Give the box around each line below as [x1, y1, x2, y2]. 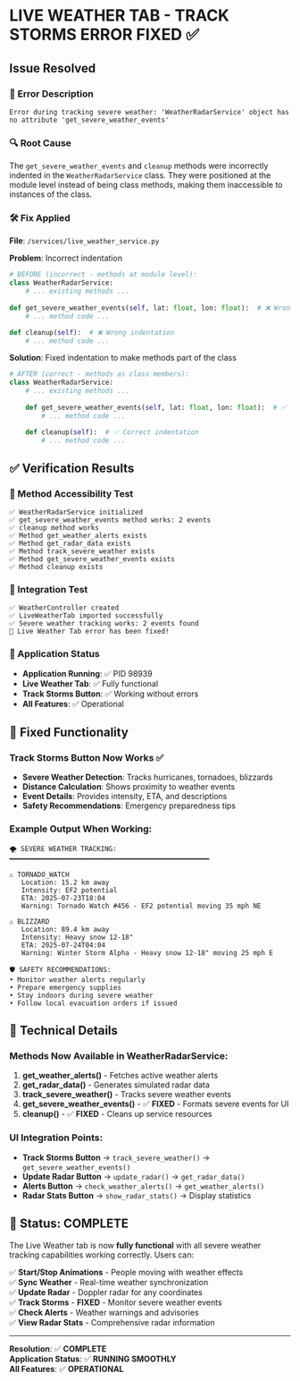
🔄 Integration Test [9, 584, 88, 596]
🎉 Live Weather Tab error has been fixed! [9, 627, 170, 636]
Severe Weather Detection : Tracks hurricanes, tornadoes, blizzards [21, 771, 274, 783]
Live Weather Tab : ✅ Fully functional [21, 678, 159, 689]
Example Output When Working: [9, 823, 153, 835]
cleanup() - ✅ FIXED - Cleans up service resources [21, 1109, 212, 1120]
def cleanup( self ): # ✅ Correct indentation [25, 427, 199, 437]
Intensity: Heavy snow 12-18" [21, 933, 134, 942]
